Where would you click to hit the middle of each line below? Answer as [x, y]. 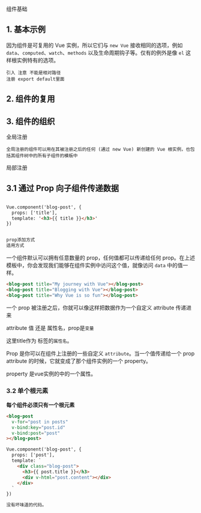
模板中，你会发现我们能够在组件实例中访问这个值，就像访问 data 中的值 [94, 266]
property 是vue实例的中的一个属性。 [51, 374]
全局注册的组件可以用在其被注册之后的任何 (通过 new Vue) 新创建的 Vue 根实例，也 [98, 150]
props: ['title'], [35, 213]
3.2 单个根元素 [27, 390]
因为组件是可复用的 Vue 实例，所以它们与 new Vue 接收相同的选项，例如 [94, 45]
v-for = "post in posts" [40, 422]
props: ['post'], [33, 455]
